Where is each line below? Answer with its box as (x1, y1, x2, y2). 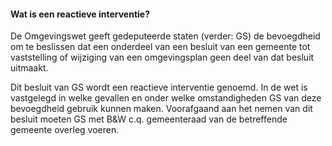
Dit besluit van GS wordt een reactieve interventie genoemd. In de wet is (10, 81, 308, 94)
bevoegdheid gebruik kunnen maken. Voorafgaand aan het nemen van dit (10, 103, 313, 115)
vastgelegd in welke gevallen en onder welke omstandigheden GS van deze (10, 92, 322, 104)
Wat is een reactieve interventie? (10, 8, 151, 20)
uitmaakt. (10, 62, 49, 74)
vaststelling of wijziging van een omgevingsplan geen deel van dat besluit (10, 51, 315, 64)
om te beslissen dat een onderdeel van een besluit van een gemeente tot (10, 41, 311, 53)
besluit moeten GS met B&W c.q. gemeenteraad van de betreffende (10, 113, 288, 125)
